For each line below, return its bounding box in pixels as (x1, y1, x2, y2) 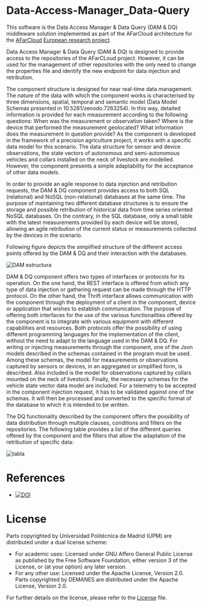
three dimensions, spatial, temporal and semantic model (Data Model (6, 98, 177, 105)
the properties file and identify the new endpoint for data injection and (6, 67, 181, 74)
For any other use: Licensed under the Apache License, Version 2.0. (14, 569, 184, 576)
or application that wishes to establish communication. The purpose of (6, 305, 182, 312)
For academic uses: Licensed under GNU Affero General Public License (14, 550, 193, 558)
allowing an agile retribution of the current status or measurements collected (6, 225, 197, 232)
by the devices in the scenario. (6, 231, 83, 239)
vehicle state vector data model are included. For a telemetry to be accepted (6, 382, 197, 389)
